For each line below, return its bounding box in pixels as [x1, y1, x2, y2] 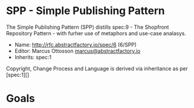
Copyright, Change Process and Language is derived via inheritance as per [6, 65, 188, 72]
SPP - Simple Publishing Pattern [6, 4, 165, 18]
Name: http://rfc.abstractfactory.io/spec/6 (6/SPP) [14, 41, 137, 48]
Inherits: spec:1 [14, 53, 52, 60]
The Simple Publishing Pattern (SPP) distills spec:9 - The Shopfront [6, 23, 169, 31]
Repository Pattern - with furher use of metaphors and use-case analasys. [6, 29, 186, 36]
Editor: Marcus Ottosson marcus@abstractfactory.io [14, 47, 141, 54]
